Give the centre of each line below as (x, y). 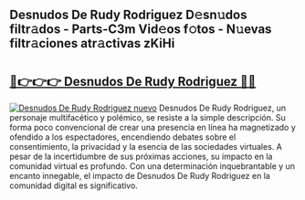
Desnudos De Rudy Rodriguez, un (222, 108)
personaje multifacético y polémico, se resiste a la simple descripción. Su (147, 117)
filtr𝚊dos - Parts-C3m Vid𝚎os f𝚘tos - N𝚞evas (141, 30)
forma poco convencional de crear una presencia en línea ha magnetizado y (153, 127)
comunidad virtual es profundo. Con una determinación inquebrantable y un (152, 166)
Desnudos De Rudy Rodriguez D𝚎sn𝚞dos (128, 15)
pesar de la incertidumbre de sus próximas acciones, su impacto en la (141, 156)
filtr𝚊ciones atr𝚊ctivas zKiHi (92, 43)
